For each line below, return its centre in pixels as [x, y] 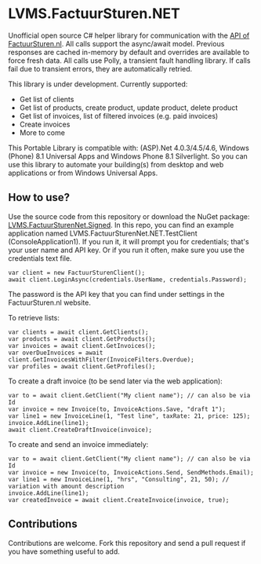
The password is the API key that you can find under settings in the [116, 294]
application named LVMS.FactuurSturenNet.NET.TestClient [103, 233]
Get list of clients [47, 99]
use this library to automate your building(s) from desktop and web [116, 164]
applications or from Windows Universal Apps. [83, 173]
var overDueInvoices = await [56, 353]
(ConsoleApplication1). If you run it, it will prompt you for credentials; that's [129, 241]
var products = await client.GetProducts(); [82, 339]
